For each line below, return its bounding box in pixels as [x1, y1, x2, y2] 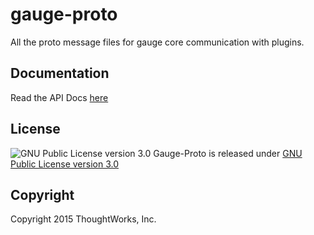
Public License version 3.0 [10, 158, 119, 170]
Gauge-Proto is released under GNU [153, 147, 303, 159]
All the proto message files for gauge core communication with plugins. [10, 36, 305, 48]
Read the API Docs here [10, 91, 109, 103]
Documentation [10, 65, 110, 82]
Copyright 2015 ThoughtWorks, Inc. [10, 213, 157, 225]
